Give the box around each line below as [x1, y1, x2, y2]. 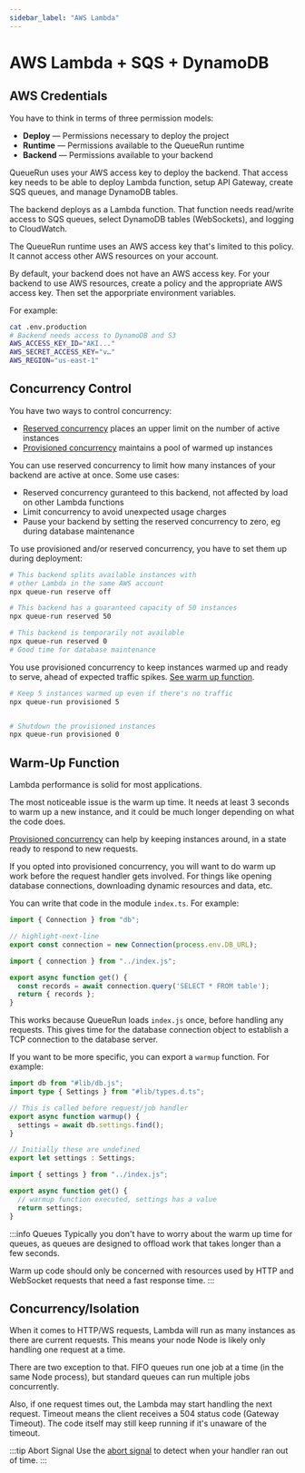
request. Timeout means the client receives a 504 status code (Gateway [9, 1409, 280, 1419]
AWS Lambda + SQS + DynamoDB [9, 52, 270, 73]
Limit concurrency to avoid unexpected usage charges [22, 506, 227, 517]
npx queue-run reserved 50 [9, 612, 112, 622]
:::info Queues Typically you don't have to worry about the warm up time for [9, 1228, 293, 1239]
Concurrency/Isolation [9, 1301, 140, 1316]
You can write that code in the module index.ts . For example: [9, 898, 240, 908]
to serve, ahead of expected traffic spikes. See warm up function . [9, 671, 255, 682]
